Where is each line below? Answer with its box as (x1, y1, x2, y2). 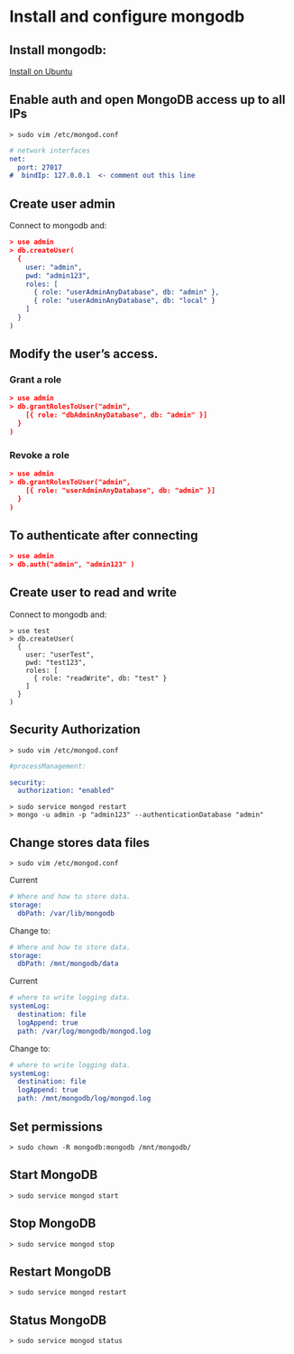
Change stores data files (9, 834, 151, 850)
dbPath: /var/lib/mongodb (17, 908, 115, 917)
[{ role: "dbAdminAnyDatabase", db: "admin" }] (25, 410, 207, 420)
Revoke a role (9, 448, 70, 461)
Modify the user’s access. (9, 346, 159, 362)
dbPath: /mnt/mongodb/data (17, 959, 119, 969)
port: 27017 (17, 162, 63, 172)
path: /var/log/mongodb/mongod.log (17, 1027, 152, 1036)
